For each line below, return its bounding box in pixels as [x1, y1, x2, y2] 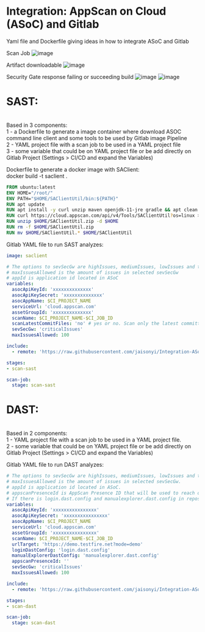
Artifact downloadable [6, 61, 62, 69]
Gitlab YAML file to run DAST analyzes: [6, 461, 104, 468]
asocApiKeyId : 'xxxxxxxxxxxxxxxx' [12, 507, 99, 513]
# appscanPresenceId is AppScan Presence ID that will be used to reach [6, 490, 195, 496]
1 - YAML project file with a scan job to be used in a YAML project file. [6, 436, 182, 443]
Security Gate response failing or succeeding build [6, 73, 134, 80]
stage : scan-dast [12, 620, 56, 626]
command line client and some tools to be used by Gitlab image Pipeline [6, 134, 187, 141]
